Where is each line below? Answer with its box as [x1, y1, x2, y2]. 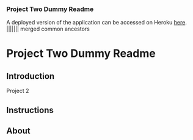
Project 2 [6, 87, 29, 95]
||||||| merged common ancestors [6, 25, 90, 32]
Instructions [6, 105, 54, 115]
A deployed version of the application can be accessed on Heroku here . [6, 19, 188, 26]
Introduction [6, 71, 55, 81]
